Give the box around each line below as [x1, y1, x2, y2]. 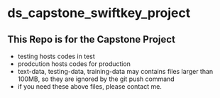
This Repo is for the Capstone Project [7, 33, 176, 45]
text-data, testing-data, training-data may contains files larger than [17, 67, 214, 75]
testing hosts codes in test [17, 52, 96, 60]
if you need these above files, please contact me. [17, 82, 162, 90]
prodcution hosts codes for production [17, 60, 131, 68]
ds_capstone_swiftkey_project [7, 5, 191, 21]
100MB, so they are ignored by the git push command [17, 75, 175, 83]
